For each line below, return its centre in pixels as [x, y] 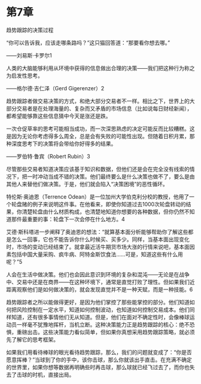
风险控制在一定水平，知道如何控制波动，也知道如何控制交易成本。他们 [103, 309]
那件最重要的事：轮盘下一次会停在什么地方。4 [68, 219]
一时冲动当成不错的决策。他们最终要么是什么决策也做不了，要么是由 [111, 176]
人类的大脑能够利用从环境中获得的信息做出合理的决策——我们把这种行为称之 [100, 68]
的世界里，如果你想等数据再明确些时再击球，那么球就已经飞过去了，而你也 [98, 367]
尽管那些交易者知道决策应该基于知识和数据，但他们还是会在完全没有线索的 [98, 169]
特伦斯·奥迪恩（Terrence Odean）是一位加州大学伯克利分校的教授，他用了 [98, 196]
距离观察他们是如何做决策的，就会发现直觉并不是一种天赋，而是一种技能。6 [100, 289]
